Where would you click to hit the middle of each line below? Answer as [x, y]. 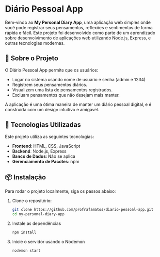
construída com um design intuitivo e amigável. [52, 109]
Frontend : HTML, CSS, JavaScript [46, 146]
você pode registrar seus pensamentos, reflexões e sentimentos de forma [79, 27]
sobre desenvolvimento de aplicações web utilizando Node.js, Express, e [78, 38]
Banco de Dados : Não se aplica [44, 156]
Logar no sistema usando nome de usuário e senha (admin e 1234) [79, 79]
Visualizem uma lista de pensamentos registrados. [62, 90]
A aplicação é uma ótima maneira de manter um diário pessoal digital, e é [78, 104]
